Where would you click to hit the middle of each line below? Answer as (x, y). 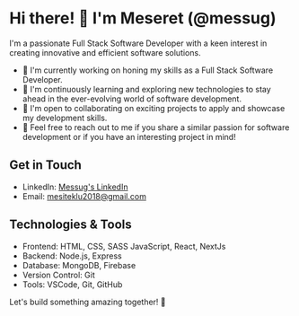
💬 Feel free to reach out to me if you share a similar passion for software (156, 127)
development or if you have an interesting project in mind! (129, 136)
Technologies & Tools (70, 225)
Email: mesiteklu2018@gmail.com (84, 196)
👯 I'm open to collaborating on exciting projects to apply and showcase (154, 108)
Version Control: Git (59, 275)
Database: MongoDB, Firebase (79, 265)
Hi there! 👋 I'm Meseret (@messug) (143, 18)
